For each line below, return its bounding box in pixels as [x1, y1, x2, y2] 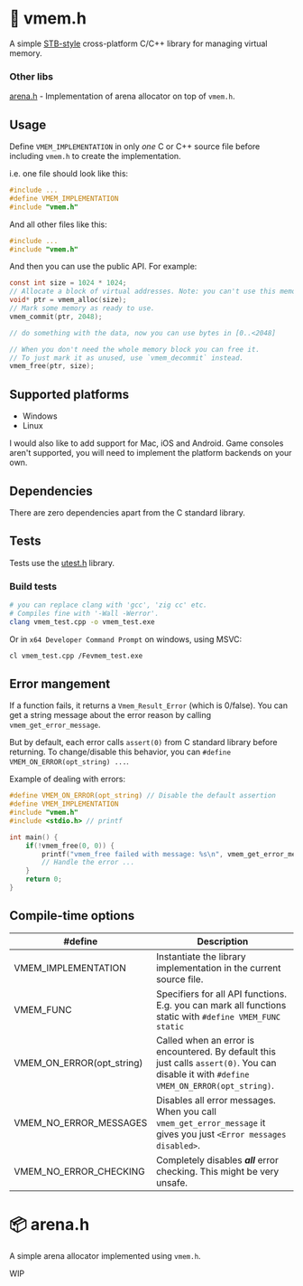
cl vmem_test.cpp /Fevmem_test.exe [9, 651, 143, 660]
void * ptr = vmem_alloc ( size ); [9, 296, 127, 305]
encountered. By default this [156, 1045, 277, 1057]
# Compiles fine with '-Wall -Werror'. [9, 609, 160, 618]
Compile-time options [9, 908, 135, 923]
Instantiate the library [156, 950, 246, 962]
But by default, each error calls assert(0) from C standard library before [9, 737, 278, 748]
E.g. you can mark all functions [156, 998, 287, 1011]
